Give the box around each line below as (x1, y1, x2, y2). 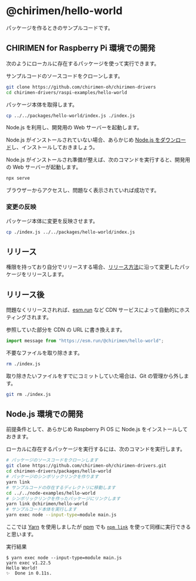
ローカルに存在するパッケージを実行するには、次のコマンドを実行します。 (6, 445, 186, 453)
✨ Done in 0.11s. (6, 570, 52, 576)
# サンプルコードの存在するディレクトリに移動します (6, 485, 116, 491)
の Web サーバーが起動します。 (6, 163, 82, 171)
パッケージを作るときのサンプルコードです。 (6, 24, 113, 31)
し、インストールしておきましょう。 (11, 144, 99, 151)
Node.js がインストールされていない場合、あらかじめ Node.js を (6, 136, 161, 143)
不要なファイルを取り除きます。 (6, 349, 83, 356)
